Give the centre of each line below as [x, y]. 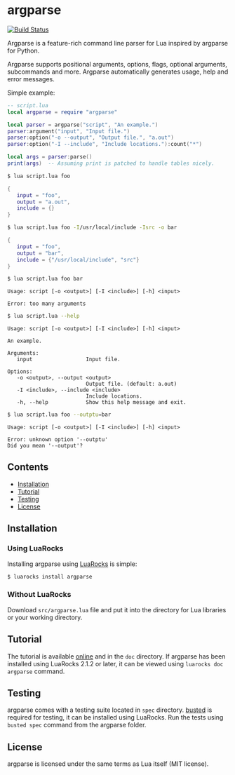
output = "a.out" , [43, 202]
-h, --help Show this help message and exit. [102, 403]
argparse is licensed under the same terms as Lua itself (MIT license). [108, 764]
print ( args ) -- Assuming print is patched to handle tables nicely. [111, 163]
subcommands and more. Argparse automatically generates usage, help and [118, 72]
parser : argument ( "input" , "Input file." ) [69, 131]
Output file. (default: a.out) [131, 384]
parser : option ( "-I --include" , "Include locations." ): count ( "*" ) [105, 144]
